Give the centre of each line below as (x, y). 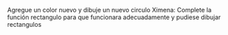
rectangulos (24, 24)
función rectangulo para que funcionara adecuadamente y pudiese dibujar (114, 17)
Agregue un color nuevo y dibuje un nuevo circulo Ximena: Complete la (109, 10)
